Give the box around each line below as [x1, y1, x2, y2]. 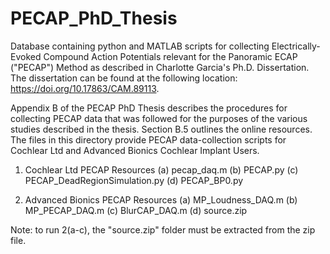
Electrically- [271, 40, 321, 52]
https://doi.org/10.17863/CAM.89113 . [10, 82, 160, 94]
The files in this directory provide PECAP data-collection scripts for [10, 133, 287, 146]
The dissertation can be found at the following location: [10, 72, 238, 84]
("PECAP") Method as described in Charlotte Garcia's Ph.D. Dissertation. [10, 61, 310, 73]
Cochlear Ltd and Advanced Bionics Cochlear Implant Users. [10, 144, 260, 156]
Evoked [10, 50, 42, 62]
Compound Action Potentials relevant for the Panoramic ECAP [43, 50, 298, 62]
